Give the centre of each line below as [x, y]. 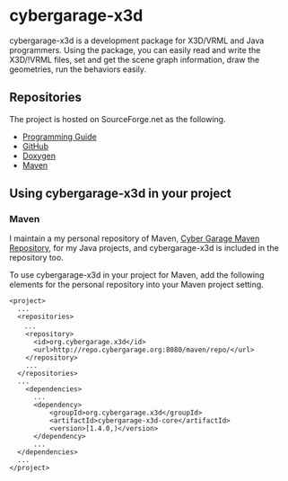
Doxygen [39, 156]
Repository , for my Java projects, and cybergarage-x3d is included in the [144, 248]
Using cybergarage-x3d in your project [120, 194]
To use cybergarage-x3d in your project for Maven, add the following [137, 275]
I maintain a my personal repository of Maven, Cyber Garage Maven [135, 238]
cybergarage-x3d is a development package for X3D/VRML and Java [137, 40]
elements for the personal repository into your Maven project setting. [137, 285]
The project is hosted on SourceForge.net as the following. [118, 119]
